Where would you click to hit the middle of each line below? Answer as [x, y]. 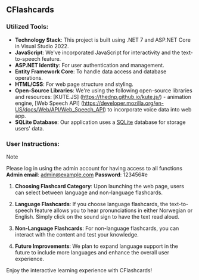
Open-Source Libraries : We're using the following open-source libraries [103, 90]
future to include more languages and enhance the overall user [92, 252]
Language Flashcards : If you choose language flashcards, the [91, 204]
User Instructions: [33, 144]
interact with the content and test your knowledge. [77, 234]
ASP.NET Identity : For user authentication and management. [90, 65]
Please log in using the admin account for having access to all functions [94, 168]
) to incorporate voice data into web [148, 109]
